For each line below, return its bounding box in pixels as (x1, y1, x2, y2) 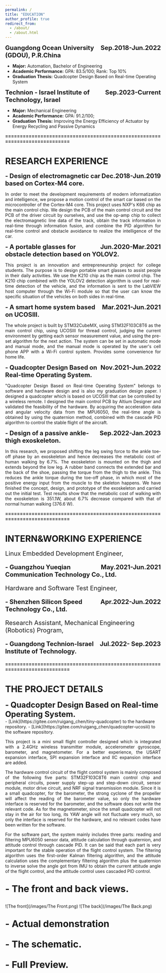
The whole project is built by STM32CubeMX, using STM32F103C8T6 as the (5, 322, 161, 328)
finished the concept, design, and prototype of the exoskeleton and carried (5, 485, 161, 491)
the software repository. (5, 729, 54, 735)
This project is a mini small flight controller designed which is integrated (5, 738, 161, 744)
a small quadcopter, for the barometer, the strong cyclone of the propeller (5, 790, 161, 796)
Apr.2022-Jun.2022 (100, 598, 161, 606)
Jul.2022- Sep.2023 (99, 640, 161, 648)
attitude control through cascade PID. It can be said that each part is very (5, 842, 161, 848)
